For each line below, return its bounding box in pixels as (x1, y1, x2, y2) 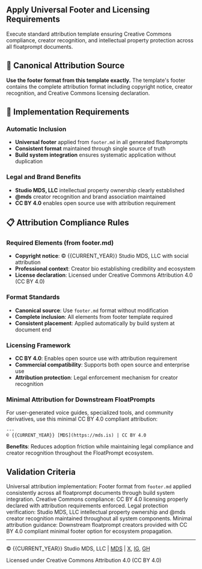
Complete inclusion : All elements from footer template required (14, 313, 173, 320)
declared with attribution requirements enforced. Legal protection (6, 502, 168, 509)
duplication (14, 158, 43, 165)
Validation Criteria (6, 467, 76, 477)
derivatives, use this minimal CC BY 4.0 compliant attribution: (6, 415, 158, 423)
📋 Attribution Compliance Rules (6, 218, 129, 228)
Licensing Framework (6, 341, 71, 349)
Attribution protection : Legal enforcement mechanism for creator (14, 374, 179, 381)
